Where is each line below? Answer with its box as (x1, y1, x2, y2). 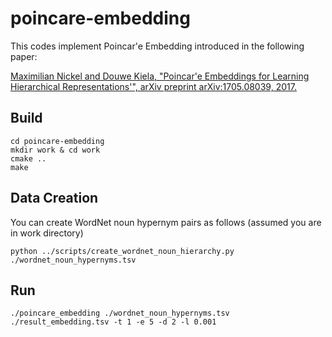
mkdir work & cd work (10, 145, 101, 155)
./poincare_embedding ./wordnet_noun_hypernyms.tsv (10, 308, 230, 319)
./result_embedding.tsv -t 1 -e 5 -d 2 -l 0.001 (10, 317, 217, 327)
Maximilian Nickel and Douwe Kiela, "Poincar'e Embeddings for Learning (10, 70, 310, 82)
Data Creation (10, 190, 99, 207)
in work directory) (10, 227, 84, 239)
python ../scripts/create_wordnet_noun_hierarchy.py (10, 246, 235, 256)
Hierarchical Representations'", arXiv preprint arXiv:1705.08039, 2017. (10, 80, 297, 92)
